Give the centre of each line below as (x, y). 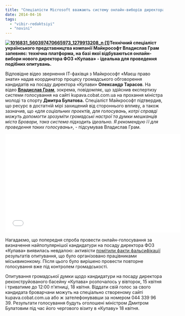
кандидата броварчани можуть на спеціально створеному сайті (74, 292)
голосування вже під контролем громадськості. (57, 267)
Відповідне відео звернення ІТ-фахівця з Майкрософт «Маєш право (78, 74)
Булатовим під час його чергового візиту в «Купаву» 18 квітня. (72, 308)
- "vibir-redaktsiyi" (32, 24)
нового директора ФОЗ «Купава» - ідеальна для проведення (89, 59)
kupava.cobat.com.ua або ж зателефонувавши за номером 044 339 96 (81, 298)
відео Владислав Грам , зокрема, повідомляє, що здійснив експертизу (81, 90)
